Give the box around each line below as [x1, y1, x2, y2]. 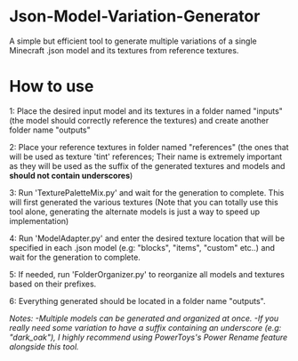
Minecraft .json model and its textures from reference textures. [9, 44, 239, 55]
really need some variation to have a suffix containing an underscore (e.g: [9, 322, 282, 333]
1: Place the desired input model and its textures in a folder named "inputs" [9, 105, 283, 116]
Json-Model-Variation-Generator [9, 6, 261, 27]
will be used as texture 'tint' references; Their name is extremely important [9, 151, 283, 162]
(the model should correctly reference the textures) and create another [9, 115, 270, 125]
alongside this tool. [9, 341, 79, 352]
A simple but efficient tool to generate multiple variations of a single [9, 36, 257, 46]
